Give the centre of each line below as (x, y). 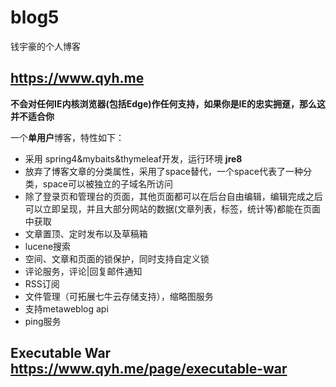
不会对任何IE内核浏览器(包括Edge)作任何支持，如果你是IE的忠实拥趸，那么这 (168, 103)
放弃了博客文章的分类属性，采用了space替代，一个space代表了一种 (164, 171)
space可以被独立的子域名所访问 (107, 183)
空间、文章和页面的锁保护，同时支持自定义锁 (117, 258)
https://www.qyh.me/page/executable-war (149, 369)
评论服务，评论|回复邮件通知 (83, 271)
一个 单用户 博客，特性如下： (67, 137)
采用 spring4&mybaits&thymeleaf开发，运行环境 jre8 (133, 158)
